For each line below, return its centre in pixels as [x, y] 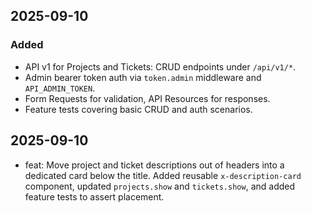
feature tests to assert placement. [94, 196]
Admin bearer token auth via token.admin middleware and [143, 77]
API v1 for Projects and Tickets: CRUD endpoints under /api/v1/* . [160, 66]
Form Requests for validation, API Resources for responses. [147, 98]
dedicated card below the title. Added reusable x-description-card [163, 175]
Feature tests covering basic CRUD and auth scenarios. [138, 109]
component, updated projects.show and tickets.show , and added [160, 186]
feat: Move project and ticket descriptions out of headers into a [154, 165]
